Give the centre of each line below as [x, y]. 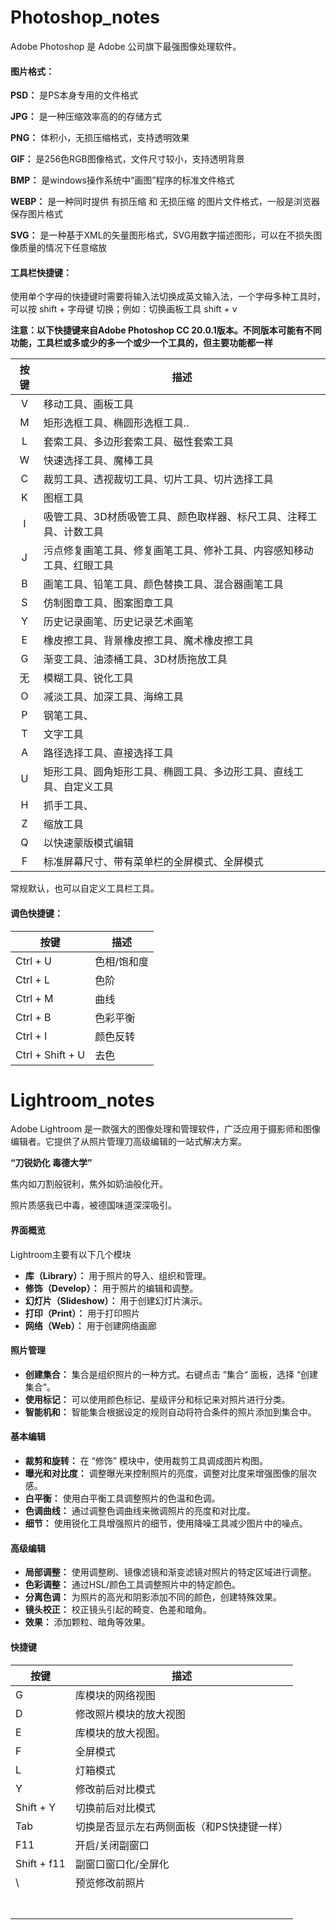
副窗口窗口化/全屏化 [122, 1864]
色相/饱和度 [121, 961]
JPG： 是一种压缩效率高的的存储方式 [86, 117]
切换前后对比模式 [115, 1808]
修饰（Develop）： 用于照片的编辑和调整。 [111, 1288]
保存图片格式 [36, 214]
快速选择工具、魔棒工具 [98, 461]
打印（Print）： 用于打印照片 [82, 1313]
